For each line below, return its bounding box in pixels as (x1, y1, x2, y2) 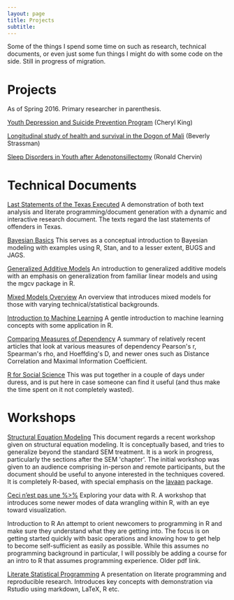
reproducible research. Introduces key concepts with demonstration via (7, 578, 213, 586)
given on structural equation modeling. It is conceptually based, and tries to (7, 441, 225, 449)
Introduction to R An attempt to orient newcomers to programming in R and (7, 520, 222, 528)
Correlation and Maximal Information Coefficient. (7, 357, 148, 365)
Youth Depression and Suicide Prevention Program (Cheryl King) (7, 118, 193, 126)
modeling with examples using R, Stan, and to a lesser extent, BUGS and (7, 244, 216, 252)
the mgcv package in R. (7, 279, 75, 288)
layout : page (7, 10, 45, 17)
